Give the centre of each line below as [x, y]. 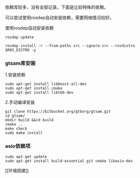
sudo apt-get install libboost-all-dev [46, 84]
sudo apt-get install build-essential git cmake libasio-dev [69, 161]
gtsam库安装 [20, 63]
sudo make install [24, 133]
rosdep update [20, 37]
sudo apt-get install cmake [34, 89]
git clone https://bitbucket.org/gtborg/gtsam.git [58, 111]
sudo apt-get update [26, 156]
